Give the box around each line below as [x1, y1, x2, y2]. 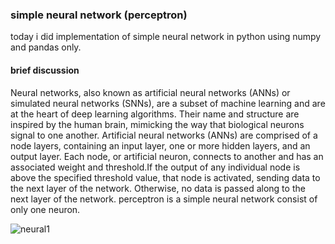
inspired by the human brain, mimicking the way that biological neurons [10, 118, 305, 130]
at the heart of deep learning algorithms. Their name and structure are [10, 108, 300, 120]
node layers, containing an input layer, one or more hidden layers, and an [10, 139, 311, 152]
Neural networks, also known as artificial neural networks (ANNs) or [10, 86, 291, 98]
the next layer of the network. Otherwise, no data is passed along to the [10, 182, 306, 194]
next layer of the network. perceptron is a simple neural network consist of [10, 193, 318, 205]
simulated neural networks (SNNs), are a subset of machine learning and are [10, 97, 326, 109]
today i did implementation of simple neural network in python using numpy [10, 31, 322, 43]
